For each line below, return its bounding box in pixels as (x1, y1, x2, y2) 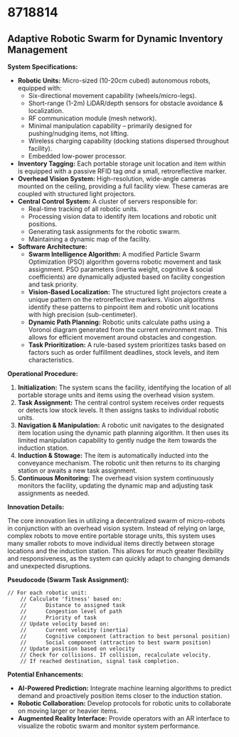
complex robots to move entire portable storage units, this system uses (7, 532, 216, 540)
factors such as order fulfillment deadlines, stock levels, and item (28, 348, 220, 356)
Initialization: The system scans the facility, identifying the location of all (17, 383, 231, 392)
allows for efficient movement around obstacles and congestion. (28, 333, 217, 341)
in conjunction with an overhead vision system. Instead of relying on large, (7, 524, 225, 532)
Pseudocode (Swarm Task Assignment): (7, 576, 129, 583)
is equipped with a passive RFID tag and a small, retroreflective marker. (17, 167, 227, 175)
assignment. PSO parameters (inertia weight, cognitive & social (28, 265, 213, 274)
